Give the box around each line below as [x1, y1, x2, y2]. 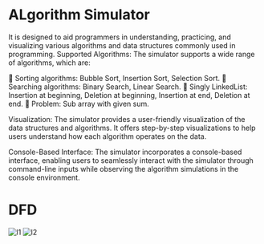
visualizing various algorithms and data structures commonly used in [8, 40, 236, 50]
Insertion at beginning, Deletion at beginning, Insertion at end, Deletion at [8, 90, 250, 100]
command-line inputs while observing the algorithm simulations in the [8, 164, 239, 173]
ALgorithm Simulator [8, 6, 150, 24]
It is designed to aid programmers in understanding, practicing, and [8, 32, 231, 42]
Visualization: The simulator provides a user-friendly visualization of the [8, 114, 246, 124]
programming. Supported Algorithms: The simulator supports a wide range [8, 49, 255, 59]
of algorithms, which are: [8, 58, 91, 67]
